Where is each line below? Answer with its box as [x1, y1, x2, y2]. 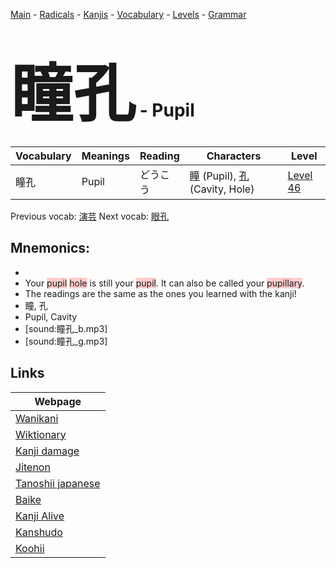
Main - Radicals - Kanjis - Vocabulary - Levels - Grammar [10, 9, 247, 20]
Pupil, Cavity [24, 310, 78, 323]
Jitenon [15, 460, 51, 474]
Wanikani [15, 411, 59, 425]
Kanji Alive [15, 509, 65, 523]
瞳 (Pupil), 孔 [189, 169, 250, 183]
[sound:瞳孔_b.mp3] [24, 322, 108, 334]
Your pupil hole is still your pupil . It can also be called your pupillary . [24, 277, 305, 289]
